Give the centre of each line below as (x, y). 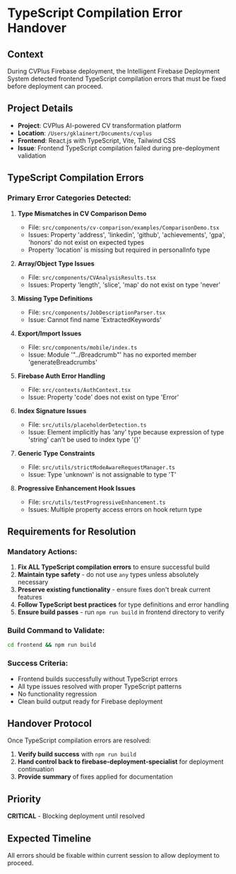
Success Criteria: (38, 663)
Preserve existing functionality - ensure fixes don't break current (114, 590)
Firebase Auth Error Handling (61, 376)
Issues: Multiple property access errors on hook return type (115, 509)
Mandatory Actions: (42, 551)
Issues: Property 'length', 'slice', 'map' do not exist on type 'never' (124, 284)
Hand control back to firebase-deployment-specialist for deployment (120, 761)
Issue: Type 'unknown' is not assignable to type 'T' (102, 474)
